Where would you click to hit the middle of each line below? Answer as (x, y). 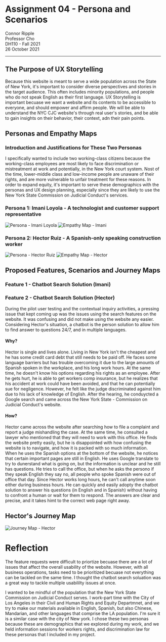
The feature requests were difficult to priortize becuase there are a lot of (79, 562)
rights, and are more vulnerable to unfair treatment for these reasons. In (78, 180)
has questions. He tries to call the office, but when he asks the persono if (80, 469)
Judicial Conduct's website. (33, 404)
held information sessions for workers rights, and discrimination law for (78, 629)
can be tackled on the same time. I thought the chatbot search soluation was (83, 577)
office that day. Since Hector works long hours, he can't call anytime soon (80, 480)
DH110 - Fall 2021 (23, 44)
